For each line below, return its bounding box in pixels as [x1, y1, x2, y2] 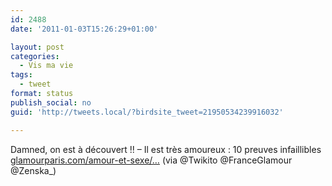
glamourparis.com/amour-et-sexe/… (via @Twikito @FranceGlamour [10, 154, 293, 166]
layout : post [10, 42, 65, 52]
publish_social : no [10, 97, 92, 108]
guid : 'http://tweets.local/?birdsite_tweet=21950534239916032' [10, 107, 284, 117]
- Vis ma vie [19, 61, 74, 71]
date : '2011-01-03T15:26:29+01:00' [10, 24, 159, 34]
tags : [10, 70, 33, 80]
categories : [10, 51, 60, 61]
